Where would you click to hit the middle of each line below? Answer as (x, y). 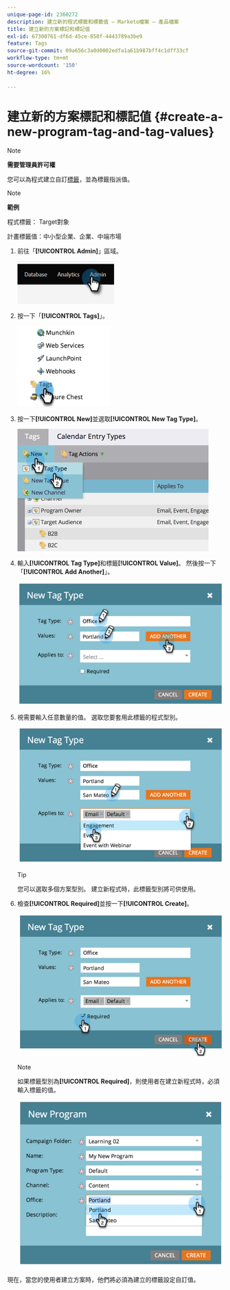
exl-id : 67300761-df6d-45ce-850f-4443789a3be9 (75, 36)
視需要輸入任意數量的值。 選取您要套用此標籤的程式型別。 (99, 717)
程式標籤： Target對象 (38, 222)
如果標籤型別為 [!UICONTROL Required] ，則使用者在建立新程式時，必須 (118, 1081)
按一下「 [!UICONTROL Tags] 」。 (62, 316)
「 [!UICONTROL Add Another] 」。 (65, 572)
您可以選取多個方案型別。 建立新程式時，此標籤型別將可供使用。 (108, 889)
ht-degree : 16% (29, 72)
